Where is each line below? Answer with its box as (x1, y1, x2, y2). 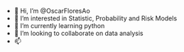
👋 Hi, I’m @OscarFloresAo (13, 7, 90, 15)
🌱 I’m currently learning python (13, 22, 105, 30)
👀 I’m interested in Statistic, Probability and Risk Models (13, 14, 178, 22)
